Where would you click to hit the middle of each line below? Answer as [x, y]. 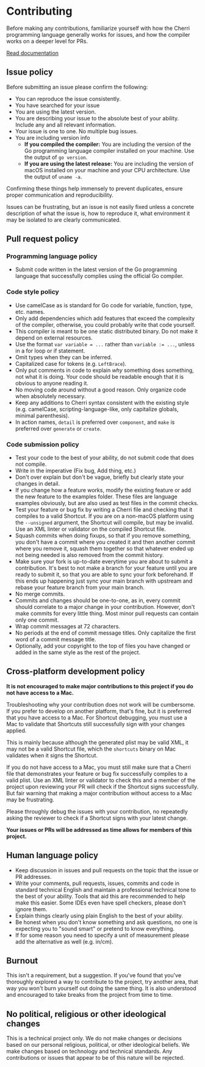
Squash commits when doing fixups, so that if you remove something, [103, 536]
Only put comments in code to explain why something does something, [104, 370]
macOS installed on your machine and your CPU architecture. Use [107, 170]
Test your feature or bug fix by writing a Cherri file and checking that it [104, 510]
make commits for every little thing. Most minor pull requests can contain [107, 614]
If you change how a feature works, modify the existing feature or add [103, 490]
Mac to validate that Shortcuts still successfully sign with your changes [95, 724]
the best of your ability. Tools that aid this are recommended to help [100, 896]
